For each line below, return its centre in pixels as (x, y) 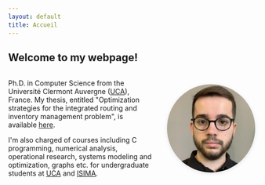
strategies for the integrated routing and (73, 108)
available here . (32, 125)
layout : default (34, 16)
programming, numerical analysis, (63, 148)
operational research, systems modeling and (80, 157)
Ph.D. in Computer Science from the (66, 83)
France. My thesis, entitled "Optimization (74, 100)
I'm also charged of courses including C (73, 140)
